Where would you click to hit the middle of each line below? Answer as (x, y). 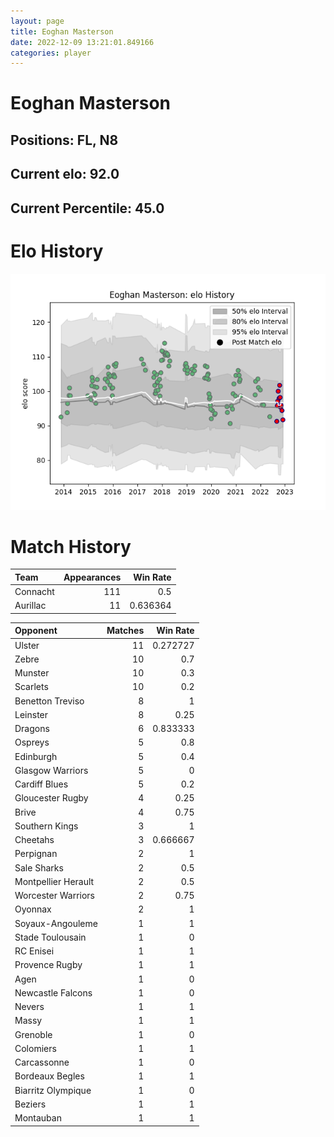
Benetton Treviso (49, 701)
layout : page (37, 21)
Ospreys (32, 742)
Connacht (34, 592)
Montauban (38, 1118)
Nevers (29, 1007)
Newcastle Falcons (53, 992)
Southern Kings (46, 826)
